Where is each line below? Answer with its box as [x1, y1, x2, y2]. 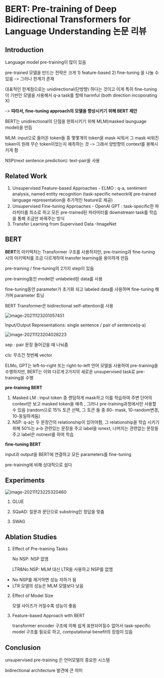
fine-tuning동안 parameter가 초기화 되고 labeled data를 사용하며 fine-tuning [5, 286, 154, 292]
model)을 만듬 [5, 125, 33, 130]
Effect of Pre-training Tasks [12, 546, 68, 552]
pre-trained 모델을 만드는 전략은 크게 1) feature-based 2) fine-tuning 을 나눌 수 [5, 70, 159, 75]
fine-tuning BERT [5, 441, 41, 447]
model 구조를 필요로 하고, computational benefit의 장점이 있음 [12, 629, 133, 635]
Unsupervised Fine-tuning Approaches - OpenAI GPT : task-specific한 [12, 203, 154, 209]
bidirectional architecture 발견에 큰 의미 [5, 668, 83, 674]
